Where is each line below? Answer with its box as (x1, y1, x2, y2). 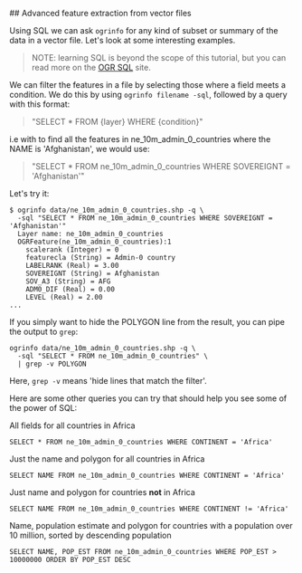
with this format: (9, 99, 71, 110)
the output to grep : (9, 326, 79, 337)
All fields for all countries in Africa (9, 420, 136, 431)
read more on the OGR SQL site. (31, 62, 151, 72)
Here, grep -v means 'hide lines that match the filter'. (9, 376, 208, 386)
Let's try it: (9, 188, 50, 198)
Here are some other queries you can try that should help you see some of (9, 393, 288, 404)
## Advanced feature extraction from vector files (9, 8, 192, 18)
